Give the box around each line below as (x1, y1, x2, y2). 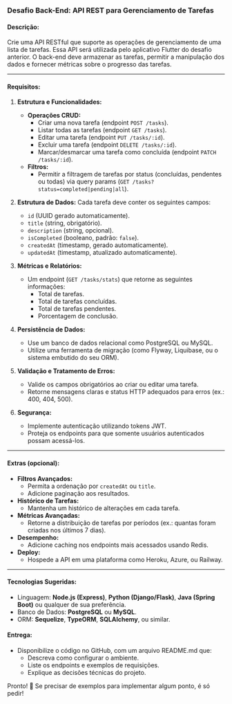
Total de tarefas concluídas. (37, 297, 117, 306)
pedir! (7, 689, 24, 697)
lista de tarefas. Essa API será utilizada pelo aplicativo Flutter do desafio (7, 46, 212, 54)
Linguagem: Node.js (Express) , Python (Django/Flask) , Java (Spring (17, 593, 215, 601)
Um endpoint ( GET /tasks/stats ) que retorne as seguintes (27, 276, 193, 284)
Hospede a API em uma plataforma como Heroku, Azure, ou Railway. (27, 555, 223, 563)
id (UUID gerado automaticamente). (27, 212, 130, 220)
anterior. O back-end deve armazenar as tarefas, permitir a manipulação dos (7, 53, 225, 61)
